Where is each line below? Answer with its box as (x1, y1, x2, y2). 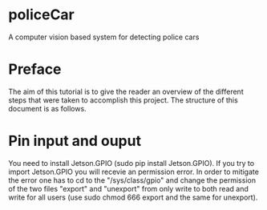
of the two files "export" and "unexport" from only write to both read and (8, 184, 249, 193)
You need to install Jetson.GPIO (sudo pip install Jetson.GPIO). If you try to (8, 158, 255, 168)
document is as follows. (8, 103, 87, 113)
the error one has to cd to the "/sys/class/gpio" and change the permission (8, 175, 257, 185)
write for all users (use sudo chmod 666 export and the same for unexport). (8, 192, 258, 202)
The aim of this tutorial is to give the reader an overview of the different (8, 87, 244, 96)
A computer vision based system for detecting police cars (8, 32, 200, 42)
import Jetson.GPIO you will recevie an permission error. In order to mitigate (8, 167, 259, 176)
